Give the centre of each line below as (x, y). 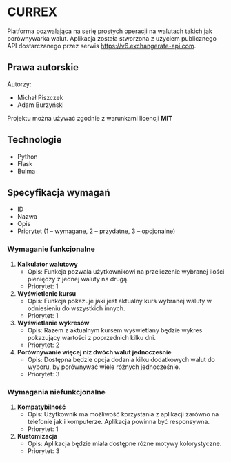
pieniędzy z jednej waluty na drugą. (78, 279)
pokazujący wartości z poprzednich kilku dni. (92, 337)
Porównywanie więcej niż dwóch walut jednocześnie (94, 352)
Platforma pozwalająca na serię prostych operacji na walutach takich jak (110, 31)
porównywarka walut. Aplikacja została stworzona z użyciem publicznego (112, 38)
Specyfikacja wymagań (59, 193)
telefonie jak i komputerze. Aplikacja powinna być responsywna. (119, 421)
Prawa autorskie (43, 67)
